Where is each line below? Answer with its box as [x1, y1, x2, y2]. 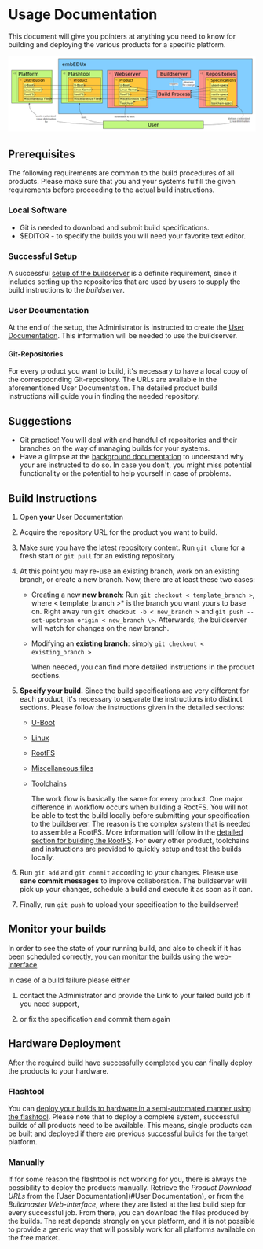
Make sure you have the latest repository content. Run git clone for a [19, 543, 246, 552]
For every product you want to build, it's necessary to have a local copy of [8, 367, 249, 376]
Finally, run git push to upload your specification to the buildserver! [19, 900, 239, 909]
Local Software [8, 204, 68, 216]
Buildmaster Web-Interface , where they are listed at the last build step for [8, 1199, 246, 1209]
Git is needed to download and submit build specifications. [19, 223, 210, 232]
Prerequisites [8, 147, 75, 160]
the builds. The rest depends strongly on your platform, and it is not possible [8, 1217, 255, 1226]
